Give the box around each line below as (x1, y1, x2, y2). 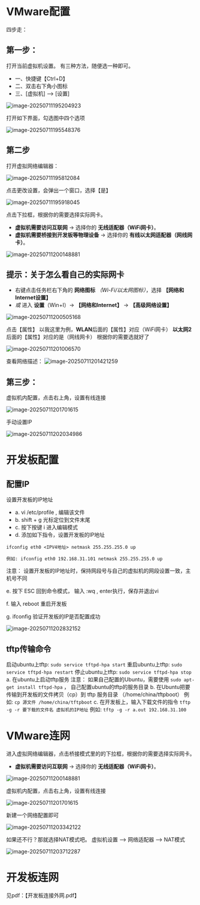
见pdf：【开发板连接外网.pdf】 (6, 891, 80, 899)
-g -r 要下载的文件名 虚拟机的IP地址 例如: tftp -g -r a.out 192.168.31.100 (6, 706, 187, 713)
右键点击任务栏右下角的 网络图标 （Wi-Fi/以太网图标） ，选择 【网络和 (14, 287, 184, 294)
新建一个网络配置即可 (6, 811, 59, 819)
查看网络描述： (6, 357, 43, 365)
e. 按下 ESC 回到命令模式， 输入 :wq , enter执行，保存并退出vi (6, 588, 159, 595)
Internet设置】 (14, 294, 51, 301)
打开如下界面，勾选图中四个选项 (6, 114, 85, 121)
